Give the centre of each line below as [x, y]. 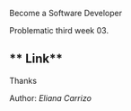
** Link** [36, 59]
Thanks [23, 80]
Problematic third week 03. [59, 30]
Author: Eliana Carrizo [51, 97]
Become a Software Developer [66, 13]
